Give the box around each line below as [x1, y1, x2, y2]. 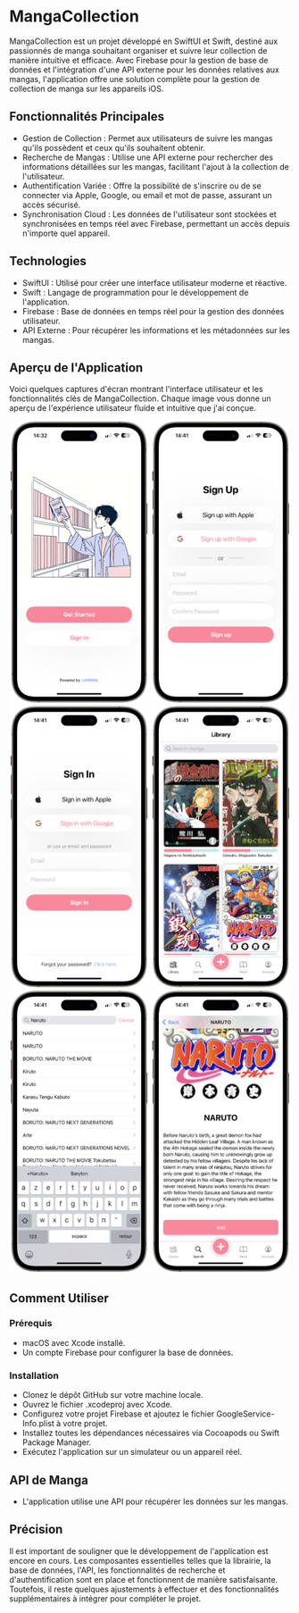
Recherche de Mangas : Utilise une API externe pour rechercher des [21, 152, 274, 163]
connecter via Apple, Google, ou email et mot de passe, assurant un [21, 189, 272, 200]
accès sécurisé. [21, 199, 81, 210]
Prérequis [9, 1317, 53, 1330]
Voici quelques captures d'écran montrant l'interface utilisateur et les [9, 384, 263, 395]
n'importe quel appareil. [21, 228, 111, 238]
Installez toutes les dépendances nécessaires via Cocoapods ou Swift [21, 1427, 279, 1439]
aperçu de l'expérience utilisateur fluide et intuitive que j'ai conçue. [9, 403, 256, 414]
